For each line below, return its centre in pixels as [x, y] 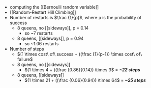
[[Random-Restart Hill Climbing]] [43, 12]
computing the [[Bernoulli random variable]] [54, 7]
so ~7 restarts [39, 33]
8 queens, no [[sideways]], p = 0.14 [53, 28]
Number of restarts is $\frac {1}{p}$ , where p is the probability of [75, 17]
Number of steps [27, 49]
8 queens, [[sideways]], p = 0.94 [50, 38]
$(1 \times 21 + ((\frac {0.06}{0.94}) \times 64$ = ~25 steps [85, 80]
